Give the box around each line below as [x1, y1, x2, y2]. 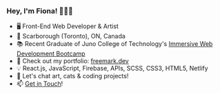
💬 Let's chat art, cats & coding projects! [16, 72, 129, 80]
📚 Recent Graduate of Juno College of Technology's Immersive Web [16, 40, 213, 48]
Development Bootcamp [16, 49, 86, 58]
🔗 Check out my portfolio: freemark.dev [16, 57, 129, 65]
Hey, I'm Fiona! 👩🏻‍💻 [6, 6, 74, 16]
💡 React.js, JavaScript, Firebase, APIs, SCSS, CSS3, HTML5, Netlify [16, 64, 208, 73]
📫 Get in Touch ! [16, 80, 63, 88]
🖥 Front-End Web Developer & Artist [16, 22, 119, 30]
